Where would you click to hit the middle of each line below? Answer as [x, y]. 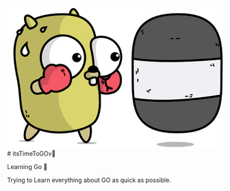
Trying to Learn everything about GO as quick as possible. [89, 180]
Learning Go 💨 [27, 166]
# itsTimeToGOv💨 [31, 153]
